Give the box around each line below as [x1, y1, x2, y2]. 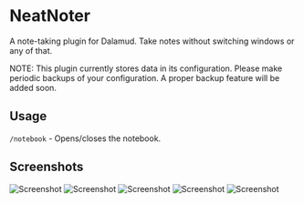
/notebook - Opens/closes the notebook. [9, 133, 162, 144]
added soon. [9, 82, 58, 93]
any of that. [9, 45, 53, 56]
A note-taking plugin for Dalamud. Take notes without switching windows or [9, 36, 295, 46]
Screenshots [9, 159, 84, 175]
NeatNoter [9, 5, 91, 26]
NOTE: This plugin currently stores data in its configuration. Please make [9, 63, 283, 74]
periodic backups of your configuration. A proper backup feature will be [9, 72, 280, 83]
